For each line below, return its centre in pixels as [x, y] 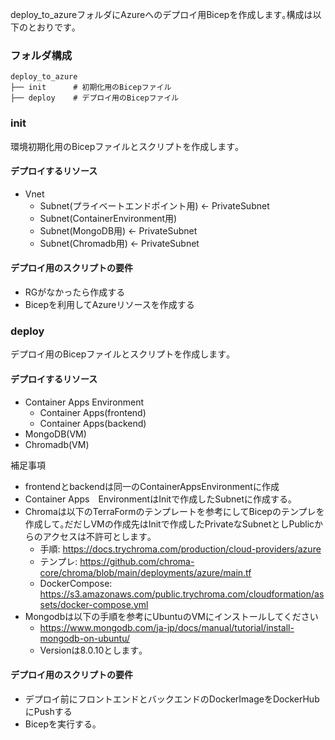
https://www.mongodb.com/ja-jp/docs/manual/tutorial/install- [167, 627]
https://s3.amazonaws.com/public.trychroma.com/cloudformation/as [182, 594]
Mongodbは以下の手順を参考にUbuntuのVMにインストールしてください [171, 616]
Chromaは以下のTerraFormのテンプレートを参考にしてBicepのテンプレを [174, 511]
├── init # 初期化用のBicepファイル [91, 88]
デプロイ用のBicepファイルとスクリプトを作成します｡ [121, 354]
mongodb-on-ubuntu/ [85, 638]
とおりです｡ [52, 27]
